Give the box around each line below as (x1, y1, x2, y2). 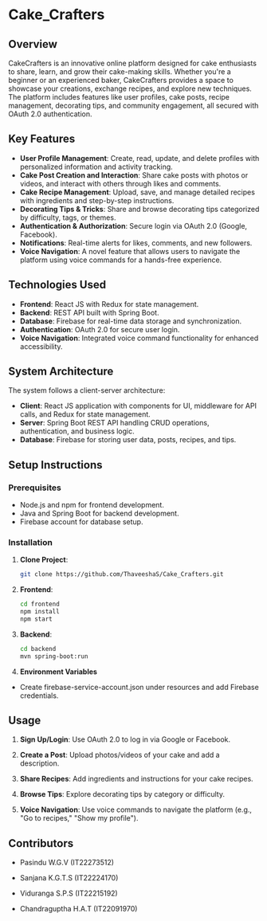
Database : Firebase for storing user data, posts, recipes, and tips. (19, 435, 237, 445)
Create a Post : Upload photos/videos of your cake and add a (19, 751, 221, 760)
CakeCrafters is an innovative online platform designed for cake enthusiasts (8, 58, 257, 68)
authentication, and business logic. (19, 426, 135, 436)
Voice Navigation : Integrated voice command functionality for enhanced (19, 333, 259, 343)
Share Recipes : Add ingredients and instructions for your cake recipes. (19, 774, 253, 784)
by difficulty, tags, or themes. (19, 213, 116, 222)
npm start (19, 615, 53, 623)
